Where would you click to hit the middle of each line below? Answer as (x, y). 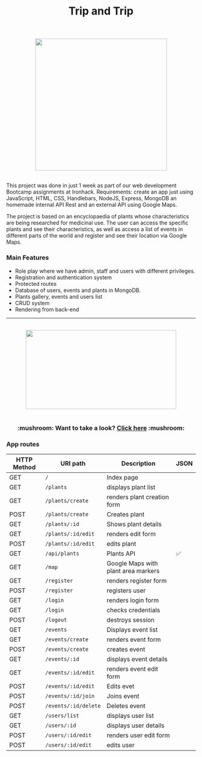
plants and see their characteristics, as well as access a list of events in (95, 229)
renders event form (134, 639)
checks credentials (133, 610)
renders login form (133, 600)
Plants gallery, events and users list (59, 296)
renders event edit (132, 669)
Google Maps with (132, 563)
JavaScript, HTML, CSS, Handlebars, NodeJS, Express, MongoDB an (92, 198)
